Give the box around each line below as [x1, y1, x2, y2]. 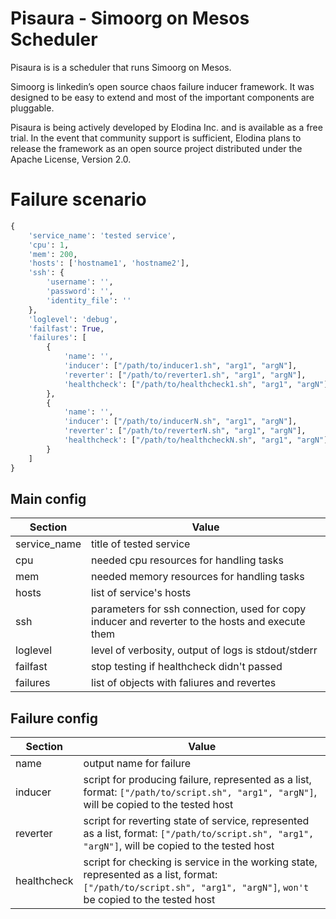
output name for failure [83, 757, 192, 771]
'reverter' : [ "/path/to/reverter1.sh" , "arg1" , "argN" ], [63, 370, 307, 380]
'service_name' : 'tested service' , [28, 230, 177, 241]
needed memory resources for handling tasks [91, 570, 305, 584]
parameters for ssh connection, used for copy [91, 602, 307, 616]
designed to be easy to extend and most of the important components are [10, 91, 315, 103]
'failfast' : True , [28, 323, 105, 334]
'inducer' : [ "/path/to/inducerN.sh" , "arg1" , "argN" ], [63, 417, 298, 427]
